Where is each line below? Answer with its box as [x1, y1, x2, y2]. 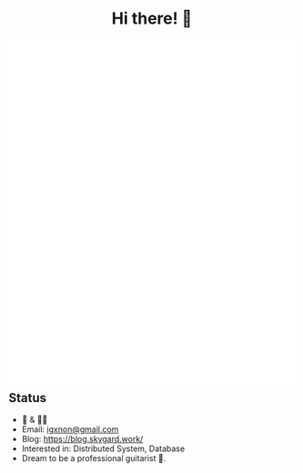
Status [8, 390, 47, 406]
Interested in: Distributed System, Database [21, 443, 186, 454]
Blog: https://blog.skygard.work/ [21, 434, 144, 445]
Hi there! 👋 [111, 8, 193, 29]
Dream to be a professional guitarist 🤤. [21, 453, 167, 464]
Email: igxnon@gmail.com [21, 424, 119, 435]
